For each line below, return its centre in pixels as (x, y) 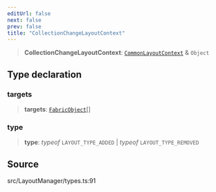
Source (23, 164)
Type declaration (44, 75)
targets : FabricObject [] (57, 109)
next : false (24, 20)
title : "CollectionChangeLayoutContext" (66, 33)
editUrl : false (29, 14)
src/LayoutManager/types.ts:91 (52, 181)
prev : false (24, 26)
